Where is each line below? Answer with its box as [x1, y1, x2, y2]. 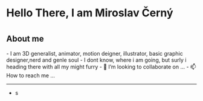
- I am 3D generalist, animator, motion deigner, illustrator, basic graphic [6, 50, 183, 57]
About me [6, 34, 44, 44]
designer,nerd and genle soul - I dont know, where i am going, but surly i [6, 56, 187, 64]
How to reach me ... [6, 71, 56, 79]
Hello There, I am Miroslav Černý [6, 6, 173, 20]
